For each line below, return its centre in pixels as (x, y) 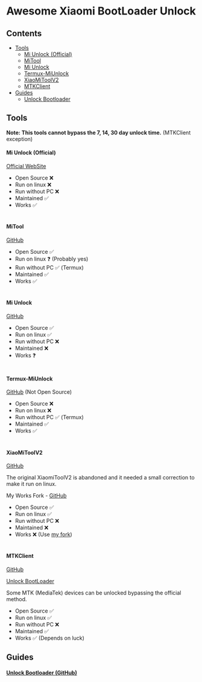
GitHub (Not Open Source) (39, 392)
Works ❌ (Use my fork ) (43, 534)
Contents (24, 33)
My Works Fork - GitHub (36, 496)
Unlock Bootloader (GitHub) (42, 672)
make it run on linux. (31, 484)
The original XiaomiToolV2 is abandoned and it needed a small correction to (100, 478)
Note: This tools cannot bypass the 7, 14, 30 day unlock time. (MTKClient (99, 132)
